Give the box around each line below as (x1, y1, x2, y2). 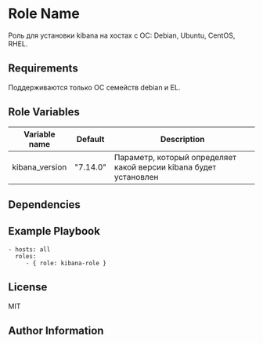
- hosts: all (8, 245, 51, 254)
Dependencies (8, 198, 81, 211)
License (8, 280, 48, 294)
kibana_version (12, 162, 67, 173)
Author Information (8, 323, 104, 338)
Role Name (8, 5, 80, 23)
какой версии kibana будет (113, 162, 217, 173)
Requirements (8, 62, 78, 75)
